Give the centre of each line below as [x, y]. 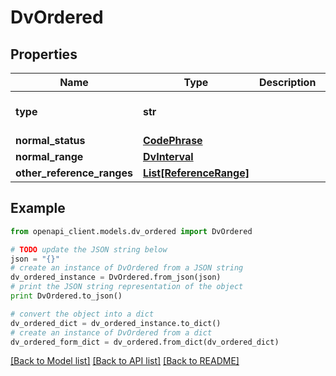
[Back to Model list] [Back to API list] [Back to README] [125, 361]
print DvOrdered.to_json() [66, 296]
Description [287, 82]
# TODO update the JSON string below [89, 249]
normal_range [49, 156]
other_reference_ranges [74, 173]
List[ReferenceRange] [196, 173]
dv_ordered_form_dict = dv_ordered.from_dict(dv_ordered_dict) [145, 342]
